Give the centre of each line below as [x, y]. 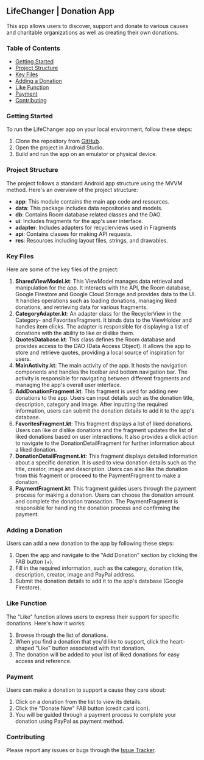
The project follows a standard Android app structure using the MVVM [94, 183]
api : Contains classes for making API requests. [74, 234]
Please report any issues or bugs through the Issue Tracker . [81, 750]
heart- [178, 641]
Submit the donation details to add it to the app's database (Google [99, 581]
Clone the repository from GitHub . [58, 141]
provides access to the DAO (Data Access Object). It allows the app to [103, 346]
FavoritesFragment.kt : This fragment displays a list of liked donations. [104, 424]
